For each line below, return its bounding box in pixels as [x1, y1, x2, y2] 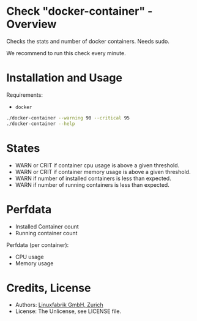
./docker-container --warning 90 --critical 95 [6, 115, 130, 121]
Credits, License [6, 281, 91, 295]
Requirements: [6, 91, 43, 99]
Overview [6, 17, 57, 31]
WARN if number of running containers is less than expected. [15, 181, 169, 188]
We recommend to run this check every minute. [6, 49, 127, 56]
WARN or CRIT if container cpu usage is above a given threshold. [15, 161, 180, 169]
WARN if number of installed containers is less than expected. [15, 175, 171, 182]
